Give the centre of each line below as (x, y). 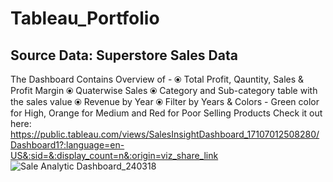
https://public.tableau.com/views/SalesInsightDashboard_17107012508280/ (165, 134)
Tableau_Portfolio (85, 18)
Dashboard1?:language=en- (67, 145)
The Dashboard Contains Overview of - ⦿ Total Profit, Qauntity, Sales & (157, 79)
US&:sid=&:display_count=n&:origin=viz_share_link (114, 155)
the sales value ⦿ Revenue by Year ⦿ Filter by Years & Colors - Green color (165, 101)
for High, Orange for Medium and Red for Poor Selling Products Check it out (166, 113)
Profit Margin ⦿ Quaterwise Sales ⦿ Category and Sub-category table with (164, 90)
